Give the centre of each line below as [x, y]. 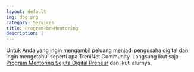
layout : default [26, 12]
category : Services [30, 22]
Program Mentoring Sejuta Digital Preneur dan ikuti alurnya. [79, 63]
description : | [25, 34]
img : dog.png [22, 17]
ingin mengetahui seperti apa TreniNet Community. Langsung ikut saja [92, 57]
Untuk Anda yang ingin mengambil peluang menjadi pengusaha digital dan [97, 50]
